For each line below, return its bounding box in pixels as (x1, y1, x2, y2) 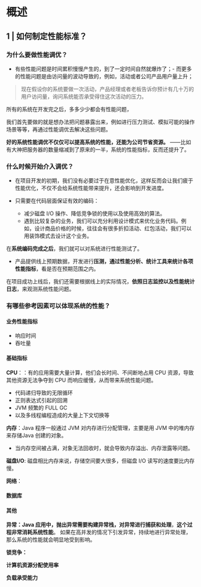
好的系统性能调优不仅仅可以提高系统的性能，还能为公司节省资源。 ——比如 (6, 138, 191, 145)
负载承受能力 (6, 574, 38, 582)
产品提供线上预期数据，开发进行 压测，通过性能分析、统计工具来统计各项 (14, 258, 193, 265)
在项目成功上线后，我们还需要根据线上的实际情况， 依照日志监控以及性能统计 (6, 278, 195, 285)
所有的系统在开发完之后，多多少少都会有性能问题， (6, 105, 132, 112)
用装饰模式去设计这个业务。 (23, 233, 93, 240)
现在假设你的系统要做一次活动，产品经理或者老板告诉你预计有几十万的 (20, 85, 194, 93)
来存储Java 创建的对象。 (6, 432, 67, 439)
